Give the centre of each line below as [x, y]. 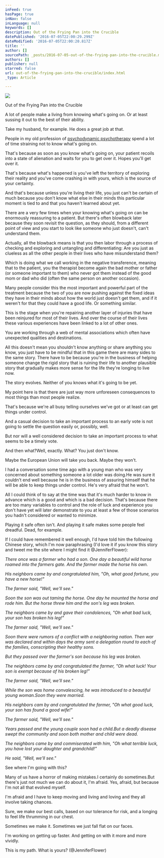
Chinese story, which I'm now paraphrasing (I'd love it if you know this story [81, 544]
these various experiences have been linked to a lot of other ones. [72, 323]
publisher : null [21, 64]
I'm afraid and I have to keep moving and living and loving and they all [75, 797]
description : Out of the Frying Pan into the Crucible [62, 32]
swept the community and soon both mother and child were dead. [72, 734]
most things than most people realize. [43, 397]
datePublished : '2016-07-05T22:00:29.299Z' [50, 37]
